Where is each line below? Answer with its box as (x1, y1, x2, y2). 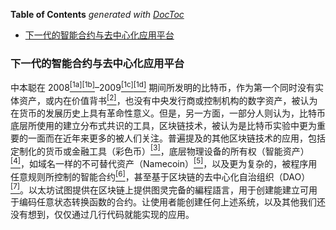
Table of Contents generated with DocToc (10, 9, 185, 20)
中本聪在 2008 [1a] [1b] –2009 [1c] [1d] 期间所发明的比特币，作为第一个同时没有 (10, 80, 316, 93)
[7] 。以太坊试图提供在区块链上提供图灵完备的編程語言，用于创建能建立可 (10, 182, 310, 196)
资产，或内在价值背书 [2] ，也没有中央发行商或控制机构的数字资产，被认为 (18, 92, 318, 106)
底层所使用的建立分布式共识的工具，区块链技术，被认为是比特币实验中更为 (10, 119, 317, 131)
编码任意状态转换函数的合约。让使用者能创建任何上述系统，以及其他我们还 (18, 196, 326, 208)
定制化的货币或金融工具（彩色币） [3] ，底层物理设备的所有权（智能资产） (10, 143, 310, 157)
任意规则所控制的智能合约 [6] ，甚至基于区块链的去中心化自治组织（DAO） (10, 169, 311, 183)
